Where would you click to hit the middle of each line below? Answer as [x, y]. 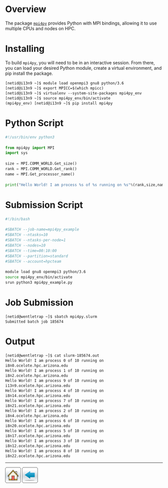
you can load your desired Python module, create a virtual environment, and [83, 68]
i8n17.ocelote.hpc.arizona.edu [38, 436]
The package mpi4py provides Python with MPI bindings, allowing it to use [81, 23]
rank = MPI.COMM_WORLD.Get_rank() [41, 169]
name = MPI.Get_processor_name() [40, 174]
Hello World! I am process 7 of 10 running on [54, 401]
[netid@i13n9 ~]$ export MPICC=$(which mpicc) [54, 88]
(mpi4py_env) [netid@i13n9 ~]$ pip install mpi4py [59, 103]
